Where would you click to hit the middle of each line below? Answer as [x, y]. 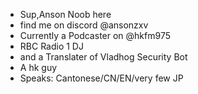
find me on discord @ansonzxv [84, 25]
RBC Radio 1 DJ [51, 46]
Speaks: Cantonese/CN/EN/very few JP [101, 78]
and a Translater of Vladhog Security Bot [103, 57]
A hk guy [38, 67]
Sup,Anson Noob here [65, 14]
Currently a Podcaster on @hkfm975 [95, 35]
